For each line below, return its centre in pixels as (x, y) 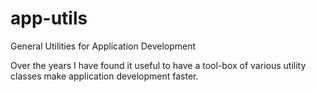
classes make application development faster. (104, 76)
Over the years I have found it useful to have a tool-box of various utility (158, 65)
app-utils (49, 18)
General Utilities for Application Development (103, 46)
